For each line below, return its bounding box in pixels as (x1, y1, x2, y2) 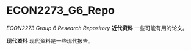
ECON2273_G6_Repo (6, 4, 115, 17)
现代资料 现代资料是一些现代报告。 (6, 37, 93, 44)
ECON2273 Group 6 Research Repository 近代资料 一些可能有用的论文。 (6, 24, 188, 31)
